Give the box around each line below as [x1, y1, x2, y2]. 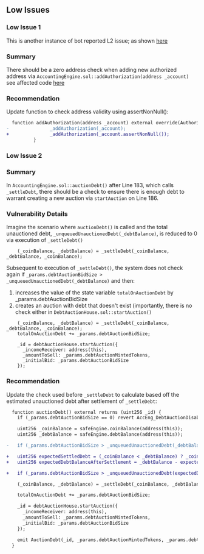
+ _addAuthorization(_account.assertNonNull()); [6, 131, 170, 138]
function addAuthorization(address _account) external [12, 120, 154, 126]
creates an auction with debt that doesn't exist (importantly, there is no [15, 302, 192, 310]
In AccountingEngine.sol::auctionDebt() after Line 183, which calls [6, 182, 174, 188]
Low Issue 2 [6, 151, 42, 160]
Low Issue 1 [6, 23, 41, 32]
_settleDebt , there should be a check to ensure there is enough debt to [6, 188, 185, 195]
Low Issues [6, 5, 50, 15]
